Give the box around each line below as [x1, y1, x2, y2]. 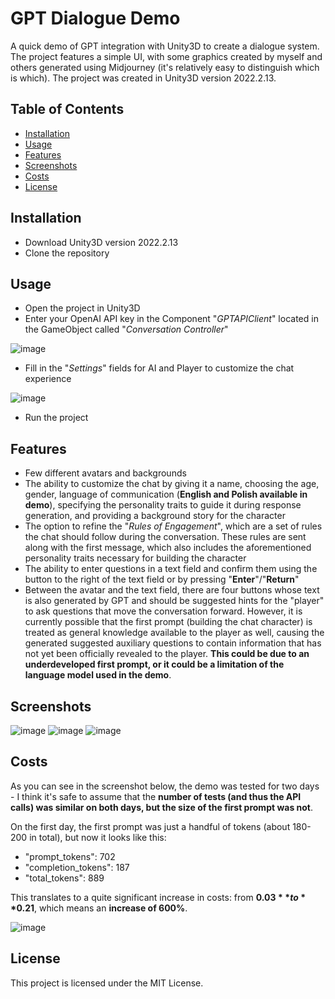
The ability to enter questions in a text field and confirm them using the [24, 563, 318, 575]
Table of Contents [10, 101, 125, 118]
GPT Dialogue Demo [10, 7, 181, 30]
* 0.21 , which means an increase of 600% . [10, 902, 188, 914]
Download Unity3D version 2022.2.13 [24, 236, 179, 248]
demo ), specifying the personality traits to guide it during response [24, 499, 302, 511]
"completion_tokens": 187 [24, 861, 130, 873]
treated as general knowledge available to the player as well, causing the [24, 627, 325, 639]
